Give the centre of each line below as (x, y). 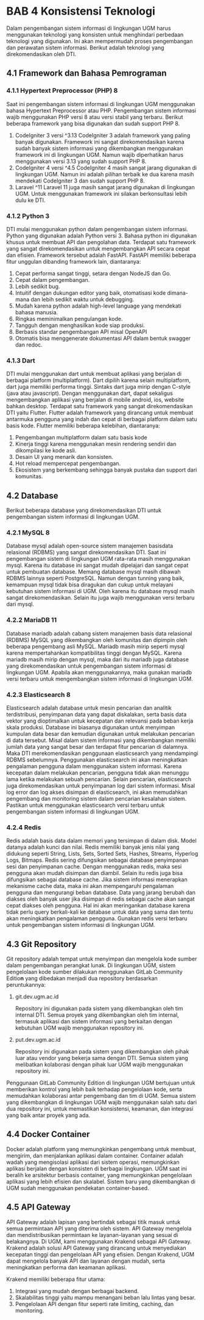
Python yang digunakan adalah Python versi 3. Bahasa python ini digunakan (101, 236)
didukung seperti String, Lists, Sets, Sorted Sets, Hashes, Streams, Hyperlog (102, 854)
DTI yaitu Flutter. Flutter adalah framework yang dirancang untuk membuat (100, 413)
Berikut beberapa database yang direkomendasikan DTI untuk (84, 510)
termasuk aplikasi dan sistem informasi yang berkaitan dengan (93, 1022)
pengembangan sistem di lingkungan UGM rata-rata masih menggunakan (98, 559)
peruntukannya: (26, 985)
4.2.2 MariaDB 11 (31, 620)
